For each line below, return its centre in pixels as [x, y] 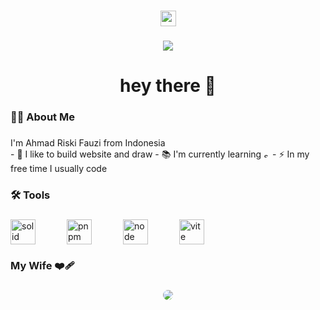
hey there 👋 [168, 86]
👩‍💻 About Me [42, 117]
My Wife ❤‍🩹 [42, 265]
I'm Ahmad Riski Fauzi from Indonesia [88, 142]
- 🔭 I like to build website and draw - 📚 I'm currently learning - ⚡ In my [160, 154]
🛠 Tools [30, 195]
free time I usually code [59, 168]
